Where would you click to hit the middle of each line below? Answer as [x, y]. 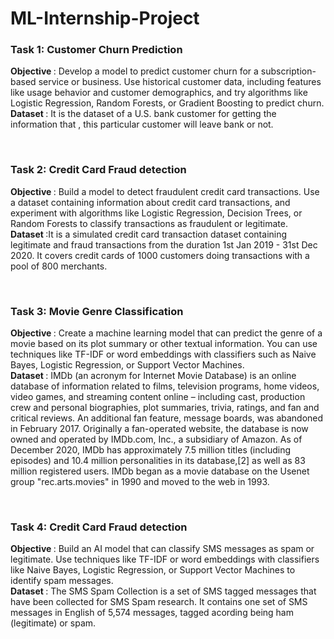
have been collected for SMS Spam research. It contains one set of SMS [159, 602]
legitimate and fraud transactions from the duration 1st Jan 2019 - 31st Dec [164, 244]
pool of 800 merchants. [59, 266]
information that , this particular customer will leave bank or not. [142, 124]
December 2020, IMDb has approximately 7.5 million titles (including [150, 450]
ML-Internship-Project [105, 18]
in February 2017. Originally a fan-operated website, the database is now [159, 429]
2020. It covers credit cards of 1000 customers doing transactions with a [160, 255]
